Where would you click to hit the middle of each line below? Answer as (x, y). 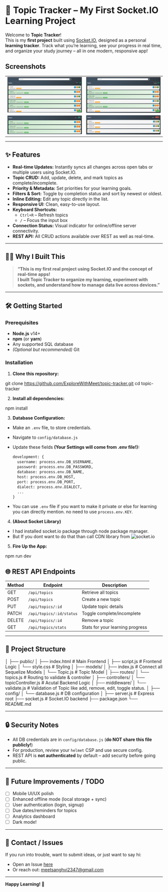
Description (114, 585)
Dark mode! (24, 822)
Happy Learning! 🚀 (25, 884)
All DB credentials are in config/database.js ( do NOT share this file (82, 739)
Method (15, 585)
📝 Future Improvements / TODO (55, 781)
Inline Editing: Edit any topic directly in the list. (60, 199)
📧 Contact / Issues (34, 843)
